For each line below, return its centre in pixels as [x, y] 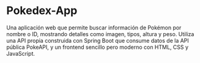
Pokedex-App [42, 11]
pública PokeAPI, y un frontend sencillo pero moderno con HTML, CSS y [97, 47]
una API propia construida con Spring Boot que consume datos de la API [98, 40]
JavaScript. [21, 53]
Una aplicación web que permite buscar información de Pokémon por [94, 28]
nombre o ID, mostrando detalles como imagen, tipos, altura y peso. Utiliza [100, 34]
